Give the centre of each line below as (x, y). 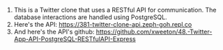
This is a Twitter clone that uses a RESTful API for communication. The (115, 10)
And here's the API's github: (54, 32)
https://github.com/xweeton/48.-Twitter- (154, 32)
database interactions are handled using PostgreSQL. (90, 17)
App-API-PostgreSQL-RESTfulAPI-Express (75, 39)
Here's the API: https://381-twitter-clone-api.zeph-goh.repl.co (103, 24)
